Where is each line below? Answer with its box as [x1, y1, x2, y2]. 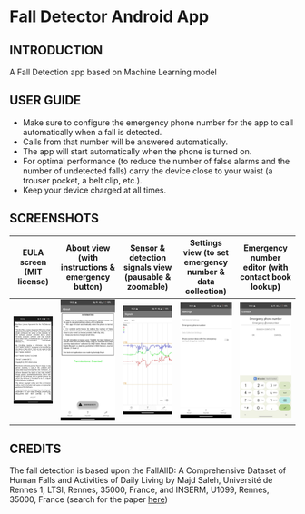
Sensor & [130, 242, 166, 253]
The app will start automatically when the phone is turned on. [22, 145, 252, 156]
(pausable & [123, 271, 172, 282]
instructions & [60, 262, 115, 272]
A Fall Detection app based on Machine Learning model [9, 66, 218, 77]
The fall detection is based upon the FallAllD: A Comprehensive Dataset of [9, 465, 287, 476]
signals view [123, 262, 172, 272]
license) [17, 276, 49, 287]
